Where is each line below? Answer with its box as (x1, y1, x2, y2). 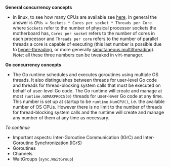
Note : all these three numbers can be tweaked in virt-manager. (12, 52, 144, 58)
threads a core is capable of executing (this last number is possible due (12, 41, 162, 47)
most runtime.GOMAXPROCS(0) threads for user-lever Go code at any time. (12, 93, 163, 99)
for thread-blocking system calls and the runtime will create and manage (12, 109, 164, 115)
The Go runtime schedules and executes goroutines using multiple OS (12, 72, 159, 78)
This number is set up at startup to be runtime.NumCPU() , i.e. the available (12, 98, 165, 105)
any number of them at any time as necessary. (12, 115, 110, 121)
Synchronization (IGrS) (34, 140, 82, 146)
